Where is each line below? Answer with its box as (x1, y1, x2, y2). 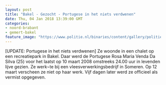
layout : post (5, 7, 32, 12)
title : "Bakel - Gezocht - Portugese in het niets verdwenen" (5, 12, 136, 17)
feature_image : (5, 35, 37, 40)
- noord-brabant (5, 26, 39, 30)
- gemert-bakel (5, 30, 37, 35)
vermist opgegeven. (5, 74, 46, 80)
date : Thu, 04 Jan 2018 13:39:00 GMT (5, 16, 83, 21)
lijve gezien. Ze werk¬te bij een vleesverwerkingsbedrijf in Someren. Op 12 (5, 63, 157, 69)
